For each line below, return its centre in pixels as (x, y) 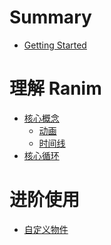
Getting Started (55, 45)
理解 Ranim (55, 88)
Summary (50, 17)
